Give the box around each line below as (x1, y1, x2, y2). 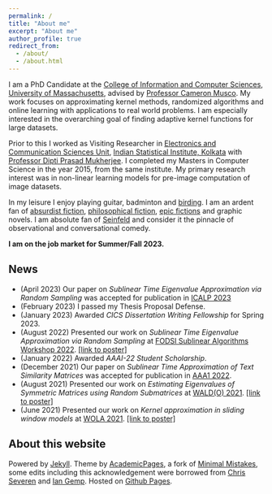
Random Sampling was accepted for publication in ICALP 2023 (19, 292, 231, 302)
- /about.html (15, 58, 63, 66)
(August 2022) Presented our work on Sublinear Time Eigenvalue (19, 327, 240, 337)
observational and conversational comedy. (8, 223, 151, 232)
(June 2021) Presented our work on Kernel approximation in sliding (19, 405, 245, 414)
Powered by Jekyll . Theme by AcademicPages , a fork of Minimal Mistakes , (8, 458, 258, 468)
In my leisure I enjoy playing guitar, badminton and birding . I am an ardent (8, 197, 254, 207)
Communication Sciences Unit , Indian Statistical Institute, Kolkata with (8, 147, 242, 157)
